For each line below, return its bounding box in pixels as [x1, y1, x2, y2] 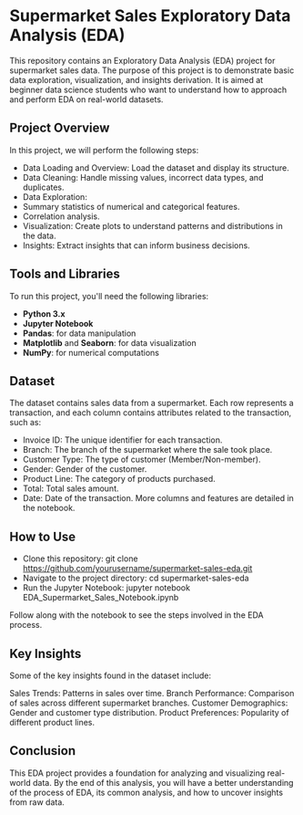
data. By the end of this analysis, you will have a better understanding [32, 777, 294, 788]
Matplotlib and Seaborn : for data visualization [22, 337, 197, 348]
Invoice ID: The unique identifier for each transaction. [22, 434, 223, 445]
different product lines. [9, 717, 96, 727]
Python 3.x [22, 308, 66, 319]
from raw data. [9, 796, 66, 808]
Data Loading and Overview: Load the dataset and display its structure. [22, 162, 289, 173]
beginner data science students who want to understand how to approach [9, 84, 288, 95]
